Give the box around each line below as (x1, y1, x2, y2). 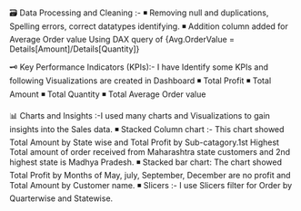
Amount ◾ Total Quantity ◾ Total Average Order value (9, 89, 206, 100)
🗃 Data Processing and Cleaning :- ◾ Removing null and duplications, (9, 7, 269, 18)
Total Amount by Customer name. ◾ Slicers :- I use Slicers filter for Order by (9, 180, 293, 190)
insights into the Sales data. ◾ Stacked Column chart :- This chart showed (9, 124, 285, 134)
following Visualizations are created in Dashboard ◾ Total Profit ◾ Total (9, 75, 272, 86)
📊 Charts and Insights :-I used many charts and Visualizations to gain (9, 110, 271, 120)
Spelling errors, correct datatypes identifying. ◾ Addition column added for (9, 21, 288, 32)
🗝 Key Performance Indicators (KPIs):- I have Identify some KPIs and (9, 62, 269, 72)
